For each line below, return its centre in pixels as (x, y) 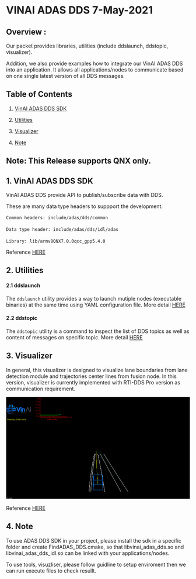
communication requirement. (41, 389)
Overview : (26, 32)
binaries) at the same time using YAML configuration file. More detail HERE (96, 305)
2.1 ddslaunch (23, 285)
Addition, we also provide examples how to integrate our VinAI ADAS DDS (94, 63)
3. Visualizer (29, 356)
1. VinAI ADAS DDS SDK (50, 181)
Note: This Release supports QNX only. (79, 161)
